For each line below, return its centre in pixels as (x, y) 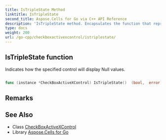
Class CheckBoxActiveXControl (44, 127)
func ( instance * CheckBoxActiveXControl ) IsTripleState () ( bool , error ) (84, 83)
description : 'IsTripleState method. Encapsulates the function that (78, 23)
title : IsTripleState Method (35, 10)
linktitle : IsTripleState (32, 14)
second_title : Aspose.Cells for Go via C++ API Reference (66, 19)
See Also (19, 115)
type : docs (16, 28)
